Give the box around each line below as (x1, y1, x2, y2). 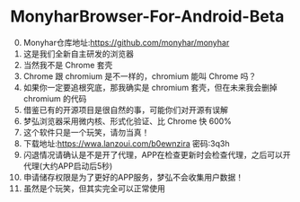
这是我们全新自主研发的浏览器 (22, 48, 134, 59)
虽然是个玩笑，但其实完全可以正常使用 (22, 182, 165, 194)
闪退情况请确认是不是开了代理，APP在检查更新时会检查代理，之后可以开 (22, 149, 291, 160)
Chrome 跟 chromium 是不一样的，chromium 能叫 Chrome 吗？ (22, 70, 257, 82)
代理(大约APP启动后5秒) (22, 160, 113, 171)
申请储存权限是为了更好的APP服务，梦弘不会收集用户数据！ (22, 171, 244, 182)
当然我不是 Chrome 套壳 (22, 59, 113, 70)
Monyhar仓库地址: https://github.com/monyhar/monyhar (22, 37, 230, 48)
